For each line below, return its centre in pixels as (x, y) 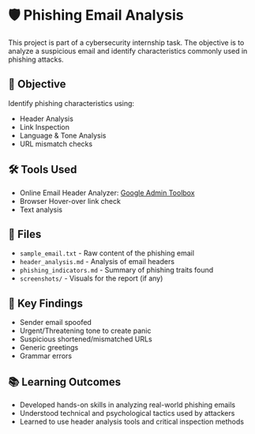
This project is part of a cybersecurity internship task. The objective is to (126, 42)
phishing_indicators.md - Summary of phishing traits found (116, 270)
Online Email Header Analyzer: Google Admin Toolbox (107, 192)
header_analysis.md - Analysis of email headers (97, 262)
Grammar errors (46, 356)
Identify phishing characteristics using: (71, 103)
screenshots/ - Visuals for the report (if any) (91, 278)
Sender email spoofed (56, 323)
